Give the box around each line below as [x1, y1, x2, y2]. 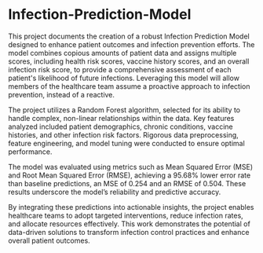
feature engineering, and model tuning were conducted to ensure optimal [8, 138, 245, 148]
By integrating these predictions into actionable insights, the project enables [8, 202, 254, 211]
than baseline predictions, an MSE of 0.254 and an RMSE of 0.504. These [8, 178, 247, 188]
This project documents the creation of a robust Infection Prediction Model [8, 31, 250, 41]
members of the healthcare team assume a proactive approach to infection [8, 81, 250, 91]
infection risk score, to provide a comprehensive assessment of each [8, 64, 232, 74]
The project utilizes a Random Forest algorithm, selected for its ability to [8, 104, 241, 115]
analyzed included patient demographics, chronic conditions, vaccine [8, 122, 233, 131]
